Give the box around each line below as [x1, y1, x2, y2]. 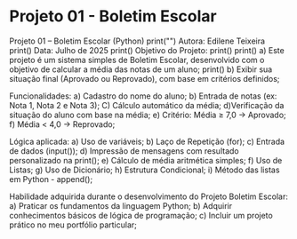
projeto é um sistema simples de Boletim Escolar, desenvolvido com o [9, 54, 265, 65]
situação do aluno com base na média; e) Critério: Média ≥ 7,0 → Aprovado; [9, 109, 286, 120]
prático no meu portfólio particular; [9, 219, 138, 230]
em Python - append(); [9, 173, 93, 184]
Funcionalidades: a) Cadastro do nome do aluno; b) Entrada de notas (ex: [9, 91, 277, 101]
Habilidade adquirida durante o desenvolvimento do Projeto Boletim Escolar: [9, 191, 289, 202]
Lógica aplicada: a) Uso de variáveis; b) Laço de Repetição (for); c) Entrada [9, 136, 285, 147]
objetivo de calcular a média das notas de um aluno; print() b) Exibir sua [9, 64, 273, 75]
